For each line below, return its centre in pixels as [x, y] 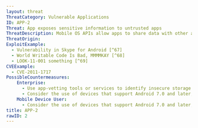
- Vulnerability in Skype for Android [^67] [67, 50]
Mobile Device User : [42, 99]
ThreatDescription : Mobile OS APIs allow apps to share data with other [97, 34]
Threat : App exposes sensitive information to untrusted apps [84, 28]
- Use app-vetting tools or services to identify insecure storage [106, 88]
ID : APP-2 [18, 22]
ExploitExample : [26, 45]
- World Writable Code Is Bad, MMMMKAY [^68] [68, 55]
